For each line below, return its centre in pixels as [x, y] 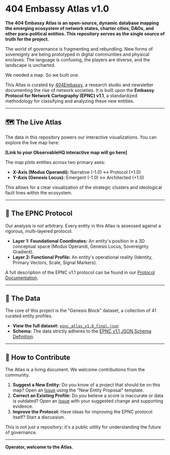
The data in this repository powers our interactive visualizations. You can [81, 137]
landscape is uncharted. [30, 65]
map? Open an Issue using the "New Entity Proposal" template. [78, 390]
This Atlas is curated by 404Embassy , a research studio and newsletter [79, 85]
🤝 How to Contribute [38, 357]
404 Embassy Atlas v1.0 [57, 9]
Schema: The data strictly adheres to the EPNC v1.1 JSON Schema [82, 331]
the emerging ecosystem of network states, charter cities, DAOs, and [80, 28]
